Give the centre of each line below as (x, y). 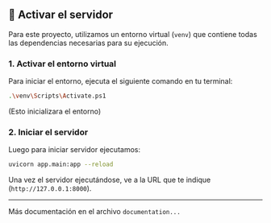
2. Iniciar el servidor (48, 132)
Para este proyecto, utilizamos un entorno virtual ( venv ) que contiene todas (133, 34)
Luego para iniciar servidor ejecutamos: (75, 150)
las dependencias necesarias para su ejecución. (89, 43)
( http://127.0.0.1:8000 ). (50, 188)
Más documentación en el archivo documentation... (95, 212)
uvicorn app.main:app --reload (61, 165)
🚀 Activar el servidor (61, 15)
